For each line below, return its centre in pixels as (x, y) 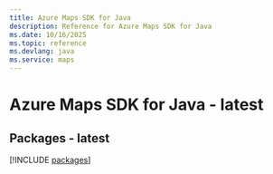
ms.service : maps (42, 60)
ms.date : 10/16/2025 (48, 34)
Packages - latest (60, 138)
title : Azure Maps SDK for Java (70, 18)
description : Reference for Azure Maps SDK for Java (111, 26)
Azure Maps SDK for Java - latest (136, 105)
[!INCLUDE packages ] (50, 160)
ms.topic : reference (48, 43)
